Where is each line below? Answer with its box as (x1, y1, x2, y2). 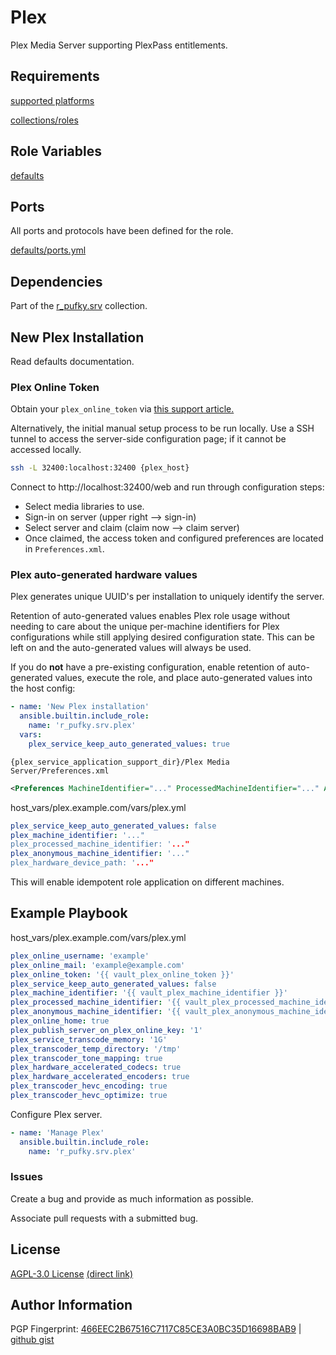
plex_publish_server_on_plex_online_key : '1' (10, 1025, 203, 1035)
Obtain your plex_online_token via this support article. (10, 403, 235, 415)
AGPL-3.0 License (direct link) (10, 1267, 134, 1280)
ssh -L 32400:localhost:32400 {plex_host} (10, 463, 190, 473)
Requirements (10, 68, 100, 85)
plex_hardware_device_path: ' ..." (10, 858, 155, 868)
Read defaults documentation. (10, 356, 135, 367)
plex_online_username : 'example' (10, 951, 150, 961)
